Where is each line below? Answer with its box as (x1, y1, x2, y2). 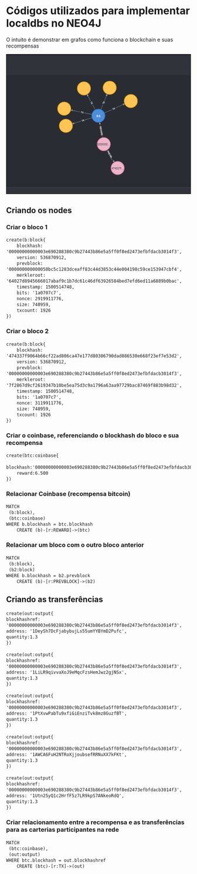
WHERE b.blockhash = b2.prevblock (6, 572, 91, 578)
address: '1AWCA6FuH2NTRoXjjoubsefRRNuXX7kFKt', (6, 752, 127, 758)
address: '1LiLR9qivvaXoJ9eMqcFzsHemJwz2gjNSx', (6, 669, 127, 675)
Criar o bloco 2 (6, 327, 49, 336)
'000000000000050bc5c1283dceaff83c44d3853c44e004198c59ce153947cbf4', (6, 266, 182, 273)
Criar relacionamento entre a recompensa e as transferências (6, 818, 185, 826)
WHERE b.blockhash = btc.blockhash (6, 521, 93, 527)
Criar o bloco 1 (6, 223, 48, 231)
